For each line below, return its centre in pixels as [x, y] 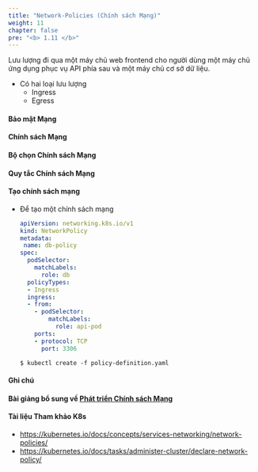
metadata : [36, 238]
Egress [43, 101]
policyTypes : [49, 282]
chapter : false [33, 30]
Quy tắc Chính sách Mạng [51, 173]
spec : [28, 253]
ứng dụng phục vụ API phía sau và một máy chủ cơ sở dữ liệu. [109, 69]
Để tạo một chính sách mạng [66, 209]
